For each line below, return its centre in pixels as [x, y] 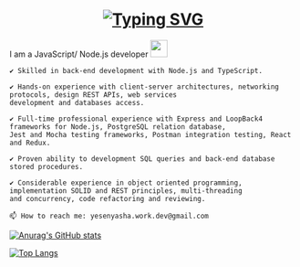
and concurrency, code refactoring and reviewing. [108, 198]
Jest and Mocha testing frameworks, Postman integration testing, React [150, 134]
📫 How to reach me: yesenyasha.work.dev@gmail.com [109, 216]
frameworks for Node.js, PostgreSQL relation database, [118, 127]
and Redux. [30, 143]
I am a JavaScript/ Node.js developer [79, 54]
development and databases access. [77, 102]
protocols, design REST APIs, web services [93, 95]
